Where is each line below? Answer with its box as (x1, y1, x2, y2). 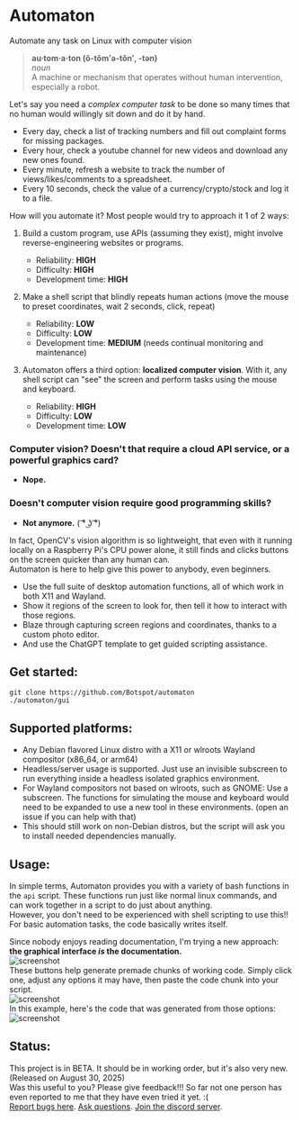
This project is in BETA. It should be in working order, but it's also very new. (9, 1062, 288, 1073)
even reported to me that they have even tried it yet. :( (9, 1091, 209, 1102)
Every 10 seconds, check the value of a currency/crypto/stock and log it (22, 183, 289, 194)
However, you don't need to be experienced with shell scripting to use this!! (9, 909, 289, 919)
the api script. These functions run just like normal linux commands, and (9, 890, 278, 900)
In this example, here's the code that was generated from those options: (9, 1003, 277, 1014)
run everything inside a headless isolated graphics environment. (22, 773, 261, 784)
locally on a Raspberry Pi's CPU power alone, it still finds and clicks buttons (9, 544, 289, 555)
